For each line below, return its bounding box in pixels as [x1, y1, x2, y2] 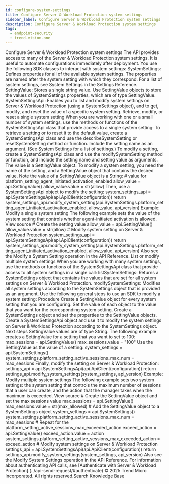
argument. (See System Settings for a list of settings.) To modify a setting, [5, 146, 158, 152]
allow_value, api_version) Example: [89, 205, 160, 211]
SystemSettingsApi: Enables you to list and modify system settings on [5, 97, 150, 103]
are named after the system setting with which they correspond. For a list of [5, 76, 162, 82]
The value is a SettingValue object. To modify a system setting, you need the [5, 162, 164, 168]
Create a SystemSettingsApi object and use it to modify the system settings [5, 317, 162, 324]
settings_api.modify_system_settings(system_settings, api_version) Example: [5, 371, 163, 377]
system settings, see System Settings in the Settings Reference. [5, 81, 138, 87]
